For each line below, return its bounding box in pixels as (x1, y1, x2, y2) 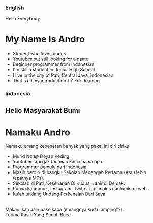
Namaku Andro (5, 127, 70, 138)
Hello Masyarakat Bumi (5, 106, 80, 115)
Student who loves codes (12, 51, 66, 57)
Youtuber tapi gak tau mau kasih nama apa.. (12, 159, 105, 165)
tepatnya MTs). (12, 175, 45, 181)
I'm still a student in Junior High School (12, 67, 95, 73)
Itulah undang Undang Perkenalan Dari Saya (12, 191, 106, 197)
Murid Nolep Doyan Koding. (12, 153, 71, 159)
